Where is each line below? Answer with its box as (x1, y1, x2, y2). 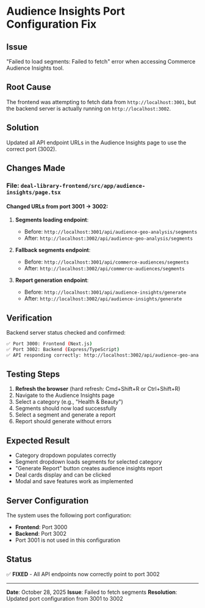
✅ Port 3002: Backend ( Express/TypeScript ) (6, 346, 120, 352)
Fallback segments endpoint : (15, 247, 91, 254)
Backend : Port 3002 (15, 530, 67, 538)
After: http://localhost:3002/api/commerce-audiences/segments (24, 265, 185, 272)
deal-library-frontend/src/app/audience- (20, 182, 146, 189)
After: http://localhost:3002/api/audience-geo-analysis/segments (24, 234, 193, 242)
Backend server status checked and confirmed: (6, 328, 126, 336)
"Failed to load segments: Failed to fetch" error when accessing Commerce (6, 58, 196, 65)
